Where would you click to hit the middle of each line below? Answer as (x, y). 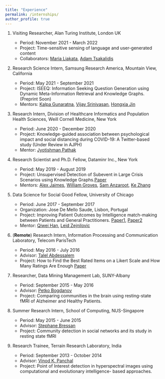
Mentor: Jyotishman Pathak (48, 150)
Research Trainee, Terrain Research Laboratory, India (67, 346)
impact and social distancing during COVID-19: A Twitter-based (85, 139)
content (28, 53)
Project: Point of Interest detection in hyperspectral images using (86, 366)
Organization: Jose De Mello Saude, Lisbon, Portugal (74, 210)
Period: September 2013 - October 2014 (61, 356)
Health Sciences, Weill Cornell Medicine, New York (64, 119)
